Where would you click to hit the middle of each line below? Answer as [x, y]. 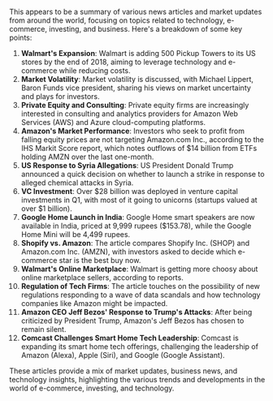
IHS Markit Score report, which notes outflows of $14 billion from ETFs [139, 148]
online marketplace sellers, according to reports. [102, 278]
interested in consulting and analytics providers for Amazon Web [129, 114]
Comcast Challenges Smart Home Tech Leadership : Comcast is [130, 338]
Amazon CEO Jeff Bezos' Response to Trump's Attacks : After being [136, 312]
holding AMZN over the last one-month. [87, 157]
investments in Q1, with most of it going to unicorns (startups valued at [139, 200]
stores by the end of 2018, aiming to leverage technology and [123, 62]
